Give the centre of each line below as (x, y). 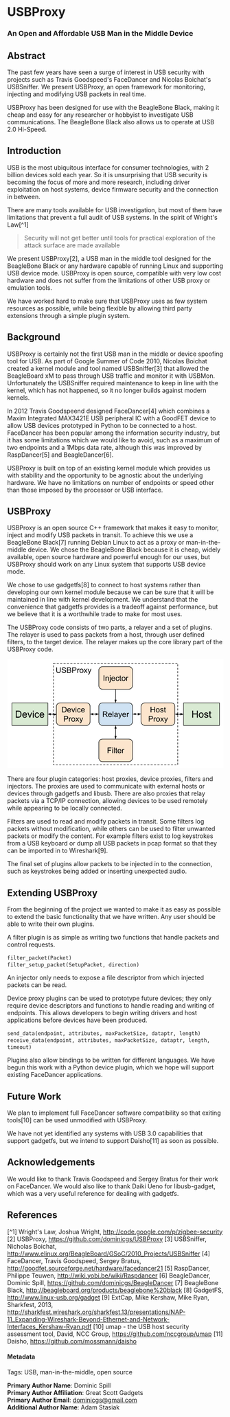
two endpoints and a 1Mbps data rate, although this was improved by (105, 447)
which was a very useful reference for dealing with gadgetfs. (93, 1193)
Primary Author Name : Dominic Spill (59, 1385)
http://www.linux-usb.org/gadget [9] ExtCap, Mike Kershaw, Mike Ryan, (108, 1297)
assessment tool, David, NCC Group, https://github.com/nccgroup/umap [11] (115, 1334)
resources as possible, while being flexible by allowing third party (100, 308)
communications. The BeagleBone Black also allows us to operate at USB (111, 122)
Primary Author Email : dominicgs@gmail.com (72, 1400)
